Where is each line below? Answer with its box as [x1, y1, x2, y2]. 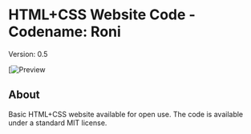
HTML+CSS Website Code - [8, 6, 196, 24]
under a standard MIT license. [8, 118, 107, 128]
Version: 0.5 [8, 49, 48, 59]
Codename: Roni [8, 22, 122, 41]
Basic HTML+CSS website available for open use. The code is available [8, 109, 244, 119]
